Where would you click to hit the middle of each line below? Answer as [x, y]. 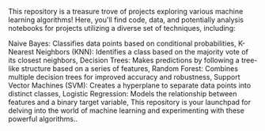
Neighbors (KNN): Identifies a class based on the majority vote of [142, 52]
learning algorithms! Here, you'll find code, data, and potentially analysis [126, 20]
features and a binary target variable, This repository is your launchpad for [130, 102]
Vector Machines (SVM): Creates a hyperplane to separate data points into [130, 85]
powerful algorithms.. [43, 119]
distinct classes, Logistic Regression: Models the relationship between [123, 94]
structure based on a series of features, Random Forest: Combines [130, 69]
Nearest [21, 52]
